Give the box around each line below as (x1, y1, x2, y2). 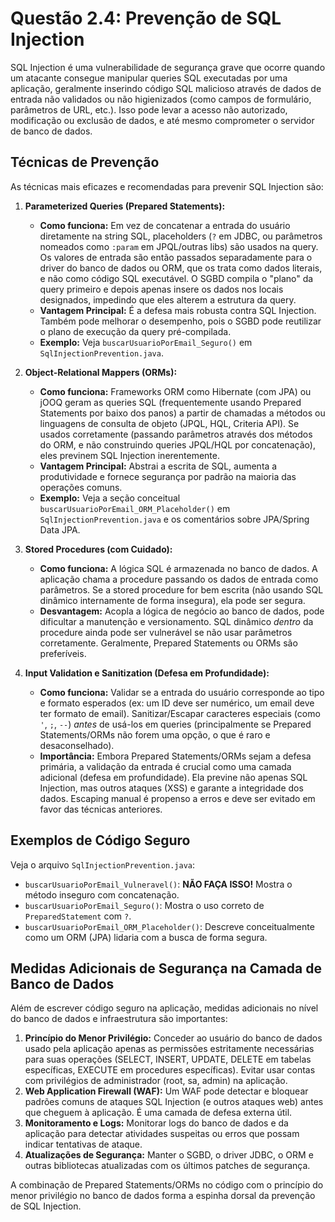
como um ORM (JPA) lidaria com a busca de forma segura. (24, 931, 268, 943)
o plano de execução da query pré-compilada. (39, 325, 232, 337)
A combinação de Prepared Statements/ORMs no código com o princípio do (10, 1179, 324, 1191)
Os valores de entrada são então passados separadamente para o (39, 251, 313, 263)
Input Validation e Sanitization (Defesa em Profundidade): (24, 667, 270, 679)
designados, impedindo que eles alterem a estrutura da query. (39, 293, 297, 306)
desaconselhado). (39, 739, 115, 751)
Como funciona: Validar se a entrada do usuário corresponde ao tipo (39, 686, 325, 698)
